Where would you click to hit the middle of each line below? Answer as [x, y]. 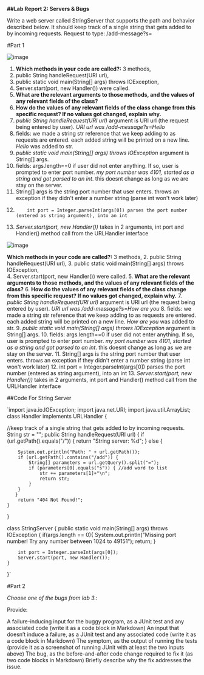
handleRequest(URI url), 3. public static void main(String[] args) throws [96, 263]
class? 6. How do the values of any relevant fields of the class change [97, 289]
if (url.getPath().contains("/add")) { [68, 457]
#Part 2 [16, 586]
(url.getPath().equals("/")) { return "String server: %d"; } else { [85, 441]
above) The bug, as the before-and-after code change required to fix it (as [100, 654]
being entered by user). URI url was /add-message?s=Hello [90, 127]
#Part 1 [16, 45]
